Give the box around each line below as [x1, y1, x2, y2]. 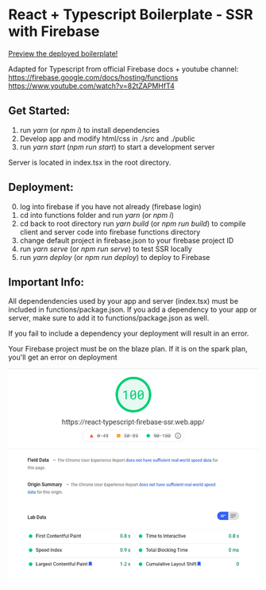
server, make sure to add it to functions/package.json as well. [8, 313, 210, 323]
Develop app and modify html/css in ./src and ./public [19, 134, 196, 143]
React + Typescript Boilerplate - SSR [8, 6, 253, 24]
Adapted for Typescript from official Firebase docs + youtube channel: [8, 64, 239, 73]
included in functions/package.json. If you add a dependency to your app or [8, 305, 257, 315]
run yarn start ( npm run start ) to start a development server [19, 142, 215, 152]
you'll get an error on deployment [8, 352, 118, 363]
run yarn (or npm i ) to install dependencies [19, 125, 160, 134]
